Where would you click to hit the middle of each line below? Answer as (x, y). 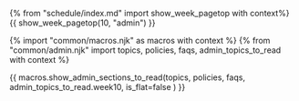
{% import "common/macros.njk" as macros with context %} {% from (140, 40)
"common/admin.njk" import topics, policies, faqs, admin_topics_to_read (145, 50)
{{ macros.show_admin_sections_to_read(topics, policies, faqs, (128, 77)
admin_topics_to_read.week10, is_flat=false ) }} (98, 87)
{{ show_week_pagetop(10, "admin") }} (82, 23)
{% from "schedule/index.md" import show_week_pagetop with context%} (149, 13)
